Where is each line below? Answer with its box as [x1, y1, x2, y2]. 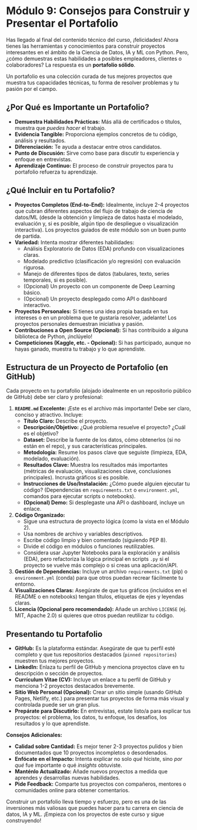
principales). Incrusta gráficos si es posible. [23, 474, 129, 481]
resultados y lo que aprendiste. [14, 720, 90, 727]
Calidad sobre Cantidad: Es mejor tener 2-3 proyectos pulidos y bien [14, 743, 183, 750]
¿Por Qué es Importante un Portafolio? [6, 102, 150, 113]
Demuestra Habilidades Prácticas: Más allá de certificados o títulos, [14, 118, 182, 125]
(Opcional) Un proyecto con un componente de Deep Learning [23, 282, 175, 290]
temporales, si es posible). [23, 276, 88, 283]
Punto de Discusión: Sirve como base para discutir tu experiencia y [14, 149, 179, 156]
